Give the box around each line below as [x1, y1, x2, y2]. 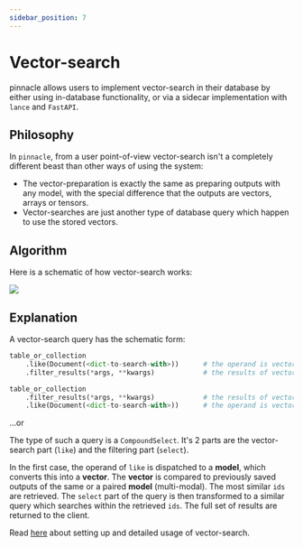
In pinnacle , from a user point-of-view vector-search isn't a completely [9, 151, 273, 162]
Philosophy [9, 127, 75, 143]
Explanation [9, 310, 78, 325]
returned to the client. [9, 510, 90, 521]
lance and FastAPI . [9, 101, 79, 112]
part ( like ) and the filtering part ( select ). [36, 444, 189, 456]
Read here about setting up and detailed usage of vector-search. [9, 527, 251, 538]
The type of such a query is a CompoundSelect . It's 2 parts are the [9, 435, 250, 446]
